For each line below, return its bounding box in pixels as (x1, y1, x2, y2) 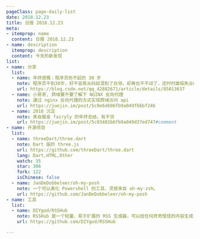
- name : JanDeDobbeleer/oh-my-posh (11, 180, 100, 186)
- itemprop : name (6, 31, 49, 37)
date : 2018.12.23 (6, 14, 49, 20)
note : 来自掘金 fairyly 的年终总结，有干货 (17, 114, 115, 119)
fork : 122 (17, 169, 42, 175)
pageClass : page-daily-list (6, 8, 76, 15)
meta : (6, 25, 20, 32)
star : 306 (17, 163, 42, 169)
